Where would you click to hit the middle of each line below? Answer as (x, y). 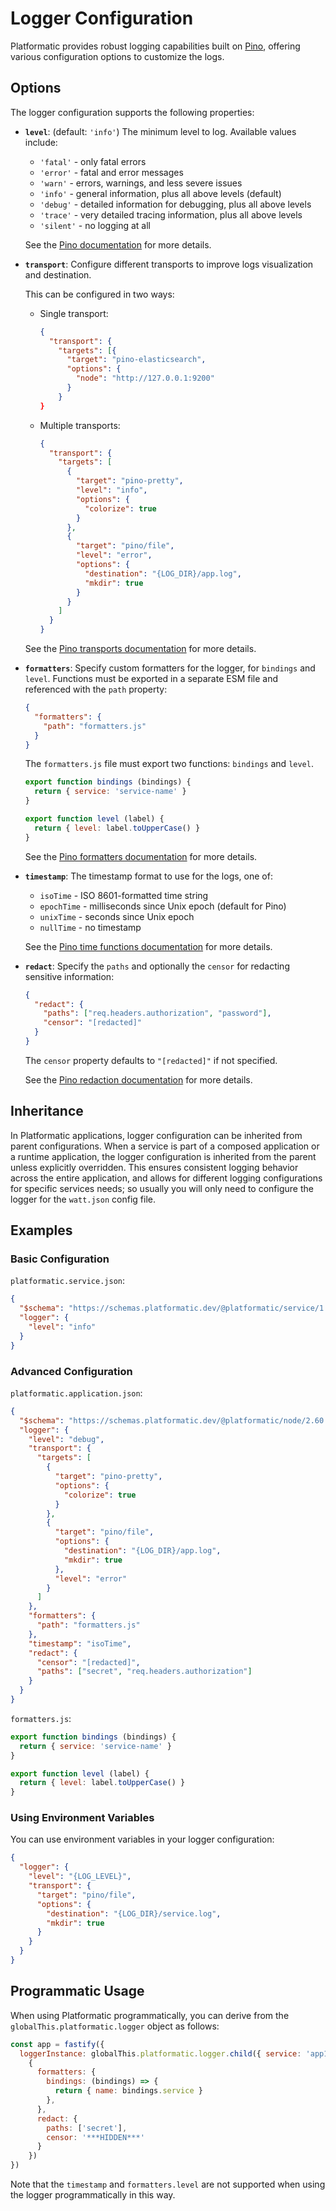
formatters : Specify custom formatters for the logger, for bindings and (170, 668)
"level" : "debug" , (66, 1439)
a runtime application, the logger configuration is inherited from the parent (163, 1156)
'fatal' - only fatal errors (93, 161)
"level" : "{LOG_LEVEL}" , (80, 1877)
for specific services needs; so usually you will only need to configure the (162, 1188)
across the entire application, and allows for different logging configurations (166, 1178)
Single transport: (74, 313)
